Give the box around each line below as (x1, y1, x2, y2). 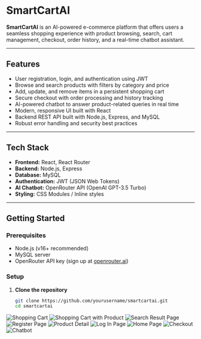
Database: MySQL (14, 171, 61, 178)
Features (6, 59, 40, 69)
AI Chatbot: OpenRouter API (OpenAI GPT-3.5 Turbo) (14, 184, 147, 191)
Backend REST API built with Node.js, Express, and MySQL (14, 113, 160, 120)
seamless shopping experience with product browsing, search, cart (6, 29, 172, 37)
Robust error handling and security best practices (14, 119, 138, 126)
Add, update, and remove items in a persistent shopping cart (14, 87, 165, 95)
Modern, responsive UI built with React (14, 107, 111, 114)
